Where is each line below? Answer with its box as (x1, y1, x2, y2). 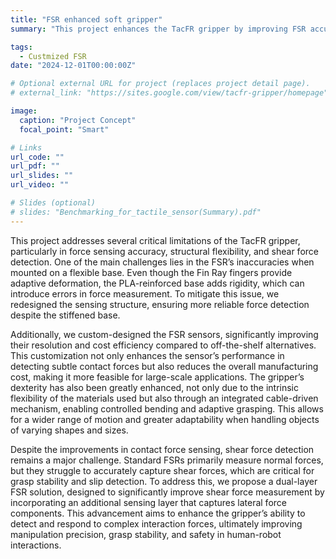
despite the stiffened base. (10, 309, 121, 321)
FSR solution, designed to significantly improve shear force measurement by (10, 486, 325, 498)
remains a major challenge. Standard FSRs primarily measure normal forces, (10, 454, 324, 466)
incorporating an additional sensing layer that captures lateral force (10, 496, 287, 508)
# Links (10, 142, 43, 153)
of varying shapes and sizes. (10, 424, 129, 436)
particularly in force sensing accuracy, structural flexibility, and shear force (10, 245, 319, 257)
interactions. (10, 539, 62, 551)
